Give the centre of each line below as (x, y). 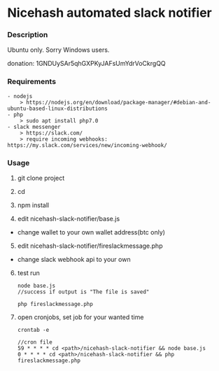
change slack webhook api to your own (74, 260)
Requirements (32, 82)
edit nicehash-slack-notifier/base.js (69, 219)
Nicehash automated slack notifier (109, 13)
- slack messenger (34, 127)
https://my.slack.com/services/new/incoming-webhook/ (87, 145)
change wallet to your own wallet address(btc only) (91, 232)
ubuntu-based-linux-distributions (58, 108)
